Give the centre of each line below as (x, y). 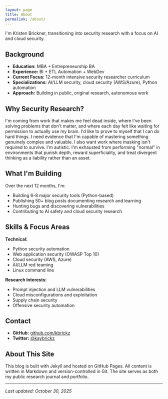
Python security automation (41, 248)
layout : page (19, 10)
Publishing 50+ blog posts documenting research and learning (77, 200)
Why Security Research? (44, 109)
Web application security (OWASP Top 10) (56, 254)
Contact (18, 321)
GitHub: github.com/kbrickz (41, 333)
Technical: (16, 239)
